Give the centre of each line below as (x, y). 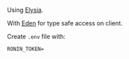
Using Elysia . (25, 10)
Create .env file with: (37, 36)
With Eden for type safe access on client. (65, 23)
